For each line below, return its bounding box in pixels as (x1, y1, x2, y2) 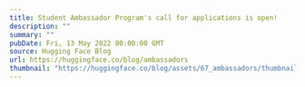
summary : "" (9, 30, 54, 39)
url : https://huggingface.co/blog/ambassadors (9, 55, 189, 64)
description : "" (9, 22, 71, 31)
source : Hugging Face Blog (9, 47, 112, 56)
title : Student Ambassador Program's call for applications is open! (9, 13, 279, 23)
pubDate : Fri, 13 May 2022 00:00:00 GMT (9, 38, 165, 48)
